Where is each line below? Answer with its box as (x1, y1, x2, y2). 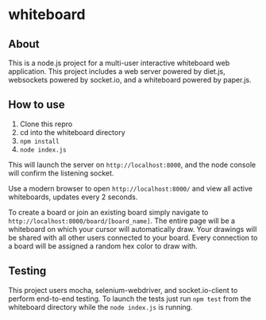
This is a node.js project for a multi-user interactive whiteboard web (8, 58, 230, 67)
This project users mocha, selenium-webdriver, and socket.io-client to (8, 285, 238, 295)
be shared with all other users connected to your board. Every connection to (8, 233, 258, 242)
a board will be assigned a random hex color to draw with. (8, 241, 199, 251)
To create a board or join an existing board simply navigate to (8, 207, 209, 217)
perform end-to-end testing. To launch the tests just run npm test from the (8, 294, 252, 303)
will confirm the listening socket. (8, 168, 114, 178)
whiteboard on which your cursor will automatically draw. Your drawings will (8, 224, 257, 233)
